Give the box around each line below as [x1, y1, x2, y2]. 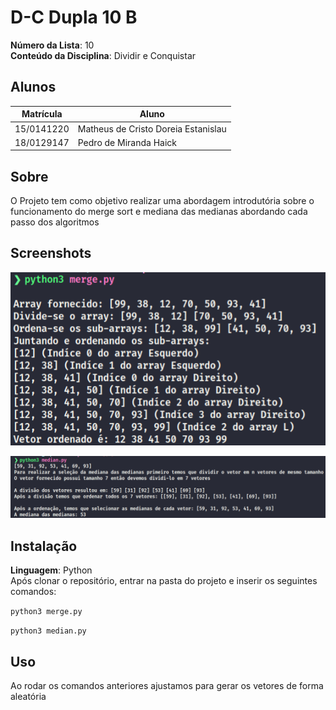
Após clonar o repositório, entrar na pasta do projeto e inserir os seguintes [10, 575, 318, 587]
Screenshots [10, 245, 92, 262]
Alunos [10, 79, 57, 96]
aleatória [10, 691, 47, 703]
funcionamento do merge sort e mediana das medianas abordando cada [10, 206, 308, 218]
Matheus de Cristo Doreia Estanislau [77, 122, 227, 135]
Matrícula [21, 108, 63, 120]
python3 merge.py [10, 607, 83, 617]
